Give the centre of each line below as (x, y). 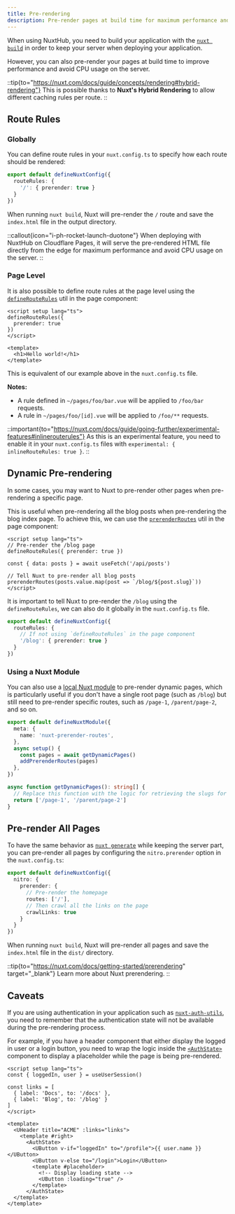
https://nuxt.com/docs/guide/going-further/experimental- (137, 429)
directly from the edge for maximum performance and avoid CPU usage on (115, 250)
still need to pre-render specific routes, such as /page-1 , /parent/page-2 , (112, 702)
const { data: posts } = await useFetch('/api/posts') (89, 564)
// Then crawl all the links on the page (87, 906)
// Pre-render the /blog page (51, 545)
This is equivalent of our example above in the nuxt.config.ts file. (102, 373)
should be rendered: (36, 162)
